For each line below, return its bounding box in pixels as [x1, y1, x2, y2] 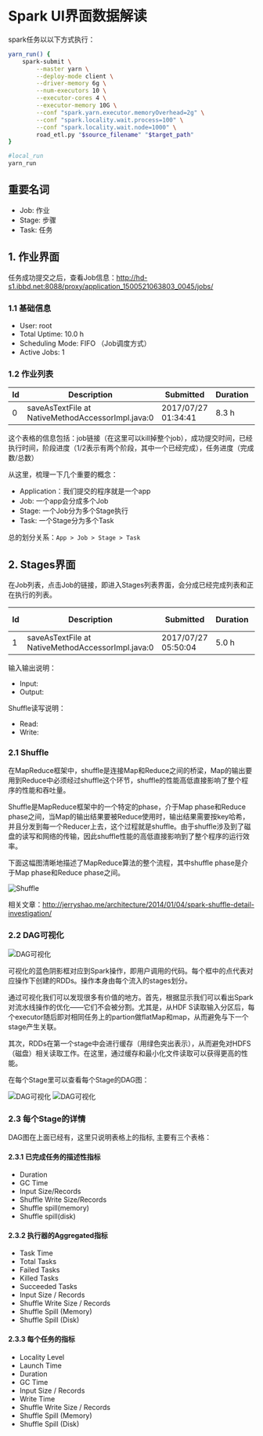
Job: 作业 [19, 205, 50, 214]
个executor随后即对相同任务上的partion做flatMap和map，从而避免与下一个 [8, 1012, 249, 1021]
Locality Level [19, 1352, 65, 1361]
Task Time [19, 1248, 53, 1258]
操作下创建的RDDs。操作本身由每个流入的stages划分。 [14, 976, 192, 985]
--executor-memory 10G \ [36, 101, 117, 110]
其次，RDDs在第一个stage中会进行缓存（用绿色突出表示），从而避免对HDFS [8, 1039, 252, 1048]
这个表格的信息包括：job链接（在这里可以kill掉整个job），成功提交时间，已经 [8, 434, 253, 443]
